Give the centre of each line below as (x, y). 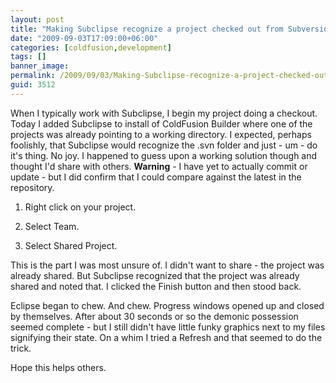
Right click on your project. (80, 207)
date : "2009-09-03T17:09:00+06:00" (84, 38)
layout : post (37, 19)
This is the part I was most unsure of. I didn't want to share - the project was (167, 265)
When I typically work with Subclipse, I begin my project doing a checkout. (164, 113)
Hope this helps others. (58, 367)
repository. (32, 187)
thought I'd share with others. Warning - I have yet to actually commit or (159, 166)
